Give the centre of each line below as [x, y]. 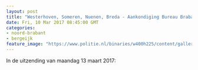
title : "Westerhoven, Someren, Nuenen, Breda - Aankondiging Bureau [92, 17]
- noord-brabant [26, 33]
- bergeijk [19, 38]
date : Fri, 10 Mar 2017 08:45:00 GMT [52, 22]
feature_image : [25, 44]
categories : [21, 28]
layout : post [22, 11]
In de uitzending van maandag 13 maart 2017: [61, 60]
